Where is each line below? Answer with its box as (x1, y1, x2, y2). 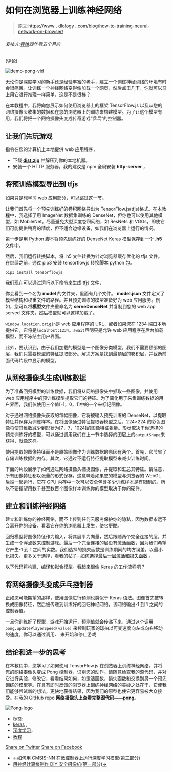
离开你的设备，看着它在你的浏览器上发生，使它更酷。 (9, 522, 122, 529)
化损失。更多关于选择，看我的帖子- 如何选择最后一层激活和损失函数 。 (5, 553, 154, 559)
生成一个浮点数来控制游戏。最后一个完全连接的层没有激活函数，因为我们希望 (5, 540, 167, 546)
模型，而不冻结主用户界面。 (5, 333, 64, 340)
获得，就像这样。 (5, 438, 41, 444)
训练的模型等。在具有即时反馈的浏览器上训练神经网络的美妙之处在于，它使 (5, 682, 162, 688)
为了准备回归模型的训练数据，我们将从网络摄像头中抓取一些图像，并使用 (5, 388, 158, 394)
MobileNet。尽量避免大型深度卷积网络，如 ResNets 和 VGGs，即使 (19, 218, 160, 224)
